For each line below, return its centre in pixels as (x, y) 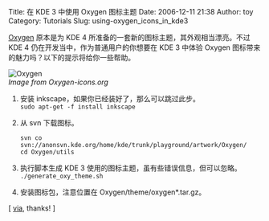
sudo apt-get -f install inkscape (77, 107)
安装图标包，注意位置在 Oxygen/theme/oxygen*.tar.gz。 (113, 192)
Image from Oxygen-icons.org (58, 82)
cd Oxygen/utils (47, 152)
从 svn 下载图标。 (49, 123)
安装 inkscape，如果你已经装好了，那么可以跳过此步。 (110, 98)
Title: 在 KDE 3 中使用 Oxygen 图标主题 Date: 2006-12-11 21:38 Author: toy (131, 12)
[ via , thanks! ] (32, 208)
